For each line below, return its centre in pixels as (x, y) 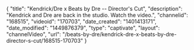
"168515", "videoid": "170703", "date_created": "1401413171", (81, 21)
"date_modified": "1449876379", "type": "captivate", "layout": (83, 28)
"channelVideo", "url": (34, 34)
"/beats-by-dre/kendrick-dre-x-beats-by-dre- (120, 34)
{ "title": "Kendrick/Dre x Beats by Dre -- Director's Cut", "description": (95, 9)
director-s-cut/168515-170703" (45, 41)
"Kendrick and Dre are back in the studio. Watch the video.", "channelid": (97, 15)
